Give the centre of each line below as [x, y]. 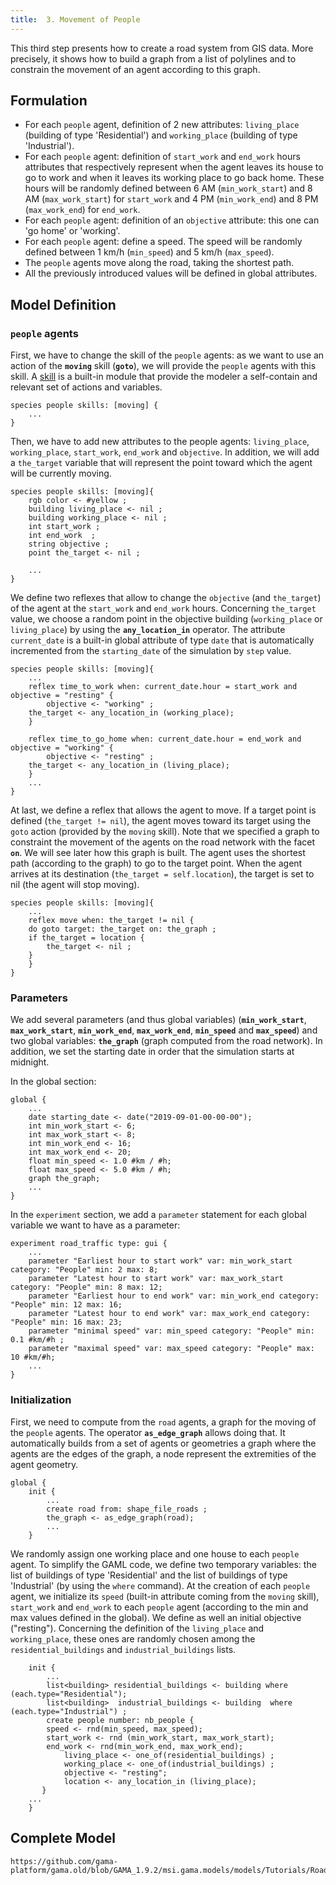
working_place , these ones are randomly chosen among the [133, 1638]
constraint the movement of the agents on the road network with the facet [162, 842]
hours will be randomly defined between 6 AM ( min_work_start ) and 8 [168, 188]
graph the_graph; [64, 1179]
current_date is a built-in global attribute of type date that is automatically [162, 640]
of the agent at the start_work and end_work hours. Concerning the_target [163, 608]
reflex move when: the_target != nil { [111, 921]
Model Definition [63, 304]
